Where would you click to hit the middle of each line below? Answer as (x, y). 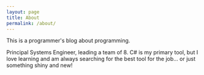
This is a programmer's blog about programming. (68, 41)
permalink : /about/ (31, 23)
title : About (23, 18)
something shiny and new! (40, 65)
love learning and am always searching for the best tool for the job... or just (101, 59)
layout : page (23, 12)
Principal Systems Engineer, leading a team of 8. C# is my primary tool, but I (102, 52)
